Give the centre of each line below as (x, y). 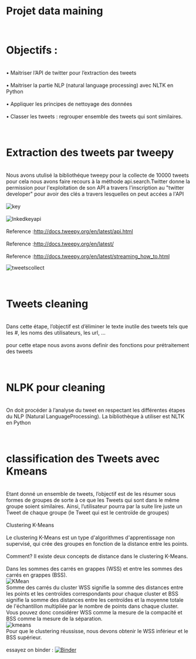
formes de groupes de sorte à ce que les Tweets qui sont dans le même (93, 500)
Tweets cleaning (47, 304)
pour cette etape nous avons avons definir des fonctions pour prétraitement (98, 345)
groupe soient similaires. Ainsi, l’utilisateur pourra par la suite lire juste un (94, 506)
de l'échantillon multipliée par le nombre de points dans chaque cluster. (92, 606)
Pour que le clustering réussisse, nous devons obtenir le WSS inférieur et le (97, 631)
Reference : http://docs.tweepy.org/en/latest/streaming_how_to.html (88, 257)
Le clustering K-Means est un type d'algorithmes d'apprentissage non (90, 537)
